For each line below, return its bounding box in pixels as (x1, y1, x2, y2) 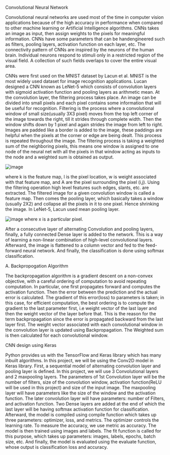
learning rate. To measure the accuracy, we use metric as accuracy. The (5, 422, 156, 429)
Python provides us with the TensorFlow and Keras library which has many (5, 352, 161, 358)
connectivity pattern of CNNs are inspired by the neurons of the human (5, 47, 154, 52)
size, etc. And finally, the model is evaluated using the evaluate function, (5, 439, 156, 445)
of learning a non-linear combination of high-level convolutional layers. (5, 237, 154, 243)
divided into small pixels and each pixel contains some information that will (5, 100, 161, 106)
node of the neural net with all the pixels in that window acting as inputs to (5, 149, 161, 154)
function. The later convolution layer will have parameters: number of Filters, (5, 395, 165, 402)
